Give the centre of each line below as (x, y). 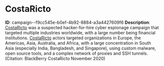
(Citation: (14, 58)
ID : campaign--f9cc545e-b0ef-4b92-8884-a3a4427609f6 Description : (78, 22)
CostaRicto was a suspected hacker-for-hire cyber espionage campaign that (82, 27)
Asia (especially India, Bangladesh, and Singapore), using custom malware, (81, 48)
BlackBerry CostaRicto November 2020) (65, 58)
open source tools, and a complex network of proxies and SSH (68, 53)
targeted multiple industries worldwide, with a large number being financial (80, 33)
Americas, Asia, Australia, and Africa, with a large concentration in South (78, 43)
